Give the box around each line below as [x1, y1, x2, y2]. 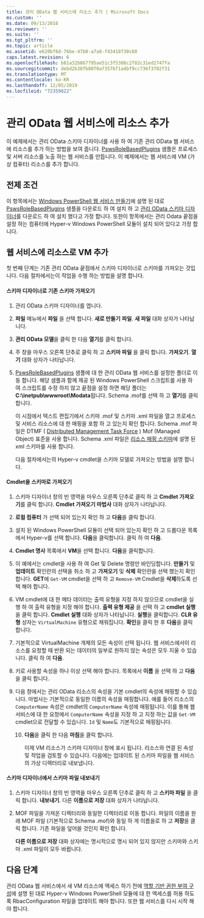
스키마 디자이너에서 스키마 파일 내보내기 [6, 774, 100, 782]
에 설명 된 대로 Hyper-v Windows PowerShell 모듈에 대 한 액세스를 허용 [11, 889, 184, 897]
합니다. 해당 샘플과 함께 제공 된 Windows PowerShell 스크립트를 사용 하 [21, 376, 193, 384]
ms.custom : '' [6, 15, 43, 21]
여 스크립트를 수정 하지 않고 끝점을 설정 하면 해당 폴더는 [15, 384, 147, 391]
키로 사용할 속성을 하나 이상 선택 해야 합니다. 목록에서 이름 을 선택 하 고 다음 [15, 667, 195, 674]
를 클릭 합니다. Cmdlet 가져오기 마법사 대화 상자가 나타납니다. [20, 500, 167, 508]
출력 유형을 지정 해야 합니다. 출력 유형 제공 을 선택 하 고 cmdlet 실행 [34, 603, 196, 611]
